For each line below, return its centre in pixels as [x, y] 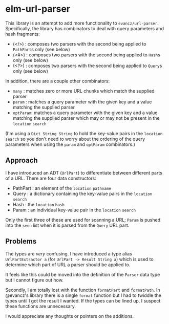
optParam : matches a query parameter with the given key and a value [85, 113]
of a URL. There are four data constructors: [51, 178]
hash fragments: [23, 34]
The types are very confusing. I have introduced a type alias [69, 253]
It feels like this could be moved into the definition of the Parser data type [83, 274]
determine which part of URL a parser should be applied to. [68, 265]
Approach [22, 160]
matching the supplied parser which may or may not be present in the [86, 118]
